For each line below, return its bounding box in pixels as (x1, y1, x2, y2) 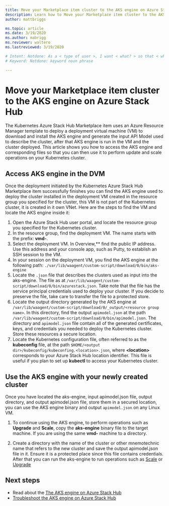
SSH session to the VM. (12, 252, 62, 258)
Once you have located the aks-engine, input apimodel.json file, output (5, 394, 152, 400)
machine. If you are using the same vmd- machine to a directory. (12, 430, 147, 436)
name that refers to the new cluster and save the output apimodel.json (12, 445, 158, 452)
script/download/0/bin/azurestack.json (12, 284, 97, 289)
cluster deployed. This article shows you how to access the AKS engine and (5, 144, 162, 150)
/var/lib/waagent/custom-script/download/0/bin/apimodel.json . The (12, 315, 156, 321)
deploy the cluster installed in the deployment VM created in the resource (5, 194, 157, 200)
